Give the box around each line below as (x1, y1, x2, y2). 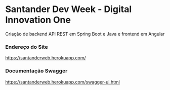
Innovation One (5, 14, 71, 26)
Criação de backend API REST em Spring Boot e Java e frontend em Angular (5, 31, 165, 37)
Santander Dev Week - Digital (5, 4, 132, 15)
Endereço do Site (5, 43, 48, 50)
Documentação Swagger (5, 67, 68, 74)
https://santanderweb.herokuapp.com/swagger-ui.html (5, 79, 120, 85)
